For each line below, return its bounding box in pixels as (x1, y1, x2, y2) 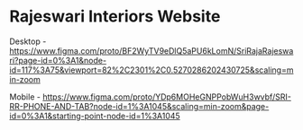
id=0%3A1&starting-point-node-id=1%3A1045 (9, 110, 180, 121)
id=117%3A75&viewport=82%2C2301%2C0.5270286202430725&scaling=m (9, 65, 294, 75)
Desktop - (9, 36, 47, 47)
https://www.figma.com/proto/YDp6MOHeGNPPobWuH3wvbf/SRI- (41, 91, 291, 102)
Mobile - (9, 91, 41, 102)
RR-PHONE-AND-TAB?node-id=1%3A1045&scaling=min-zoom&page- (9, 100, 270, 111)
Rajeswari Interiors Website (9, 6, 221, 27)
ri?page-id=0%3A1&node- (9, 55, 106, 65)
